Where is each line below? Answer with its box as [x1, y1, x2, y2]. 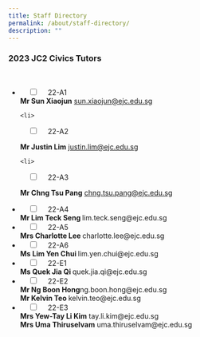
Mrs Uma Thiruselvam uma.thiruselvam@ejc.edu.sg [19, 319, 193, 329]
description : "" [8, 26, 62, 34]
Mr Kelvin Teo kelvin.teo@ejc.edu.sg [19, 293, 142, 303]
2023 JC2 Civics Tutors [8, 53, 102, 64]
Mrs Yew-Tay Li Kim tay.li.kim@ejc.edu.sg [19, 311, 159, 320]
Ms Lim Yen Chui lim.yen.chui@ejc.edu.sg [19, 248, 159, 258]
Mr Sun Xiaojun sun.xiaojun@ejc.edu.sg [19, 96, 153, 105]
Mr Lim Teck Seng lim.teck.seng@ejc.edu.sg [19, 212, 167, 222]
